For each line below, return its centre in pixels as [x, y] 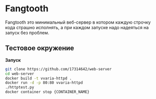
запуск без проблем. [27, 33]
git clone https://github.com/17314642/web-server [58, 69]
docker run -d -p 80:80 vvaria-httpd [44, 83]
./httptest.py [20, 87]
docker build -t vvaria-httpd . [38, 78]
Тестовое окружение [40, 48]
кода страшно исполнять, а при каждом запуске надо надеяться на [77, 27]
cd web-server [20, 74]
